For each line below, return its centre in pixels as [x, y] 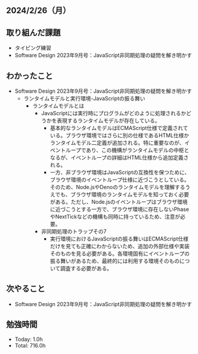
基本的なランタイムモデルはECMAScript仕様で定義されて [119, 128]
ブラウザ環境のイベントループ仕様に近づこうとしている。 [120, 180]
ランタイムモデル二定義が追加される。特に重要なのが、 [117, 143]
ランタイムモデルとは [58, 106]
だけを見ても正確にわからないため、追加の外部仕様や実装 [120, 246]
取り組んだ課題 [33, 32]
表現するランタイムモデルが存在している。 [109, 121]
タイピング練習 [33, 48]
